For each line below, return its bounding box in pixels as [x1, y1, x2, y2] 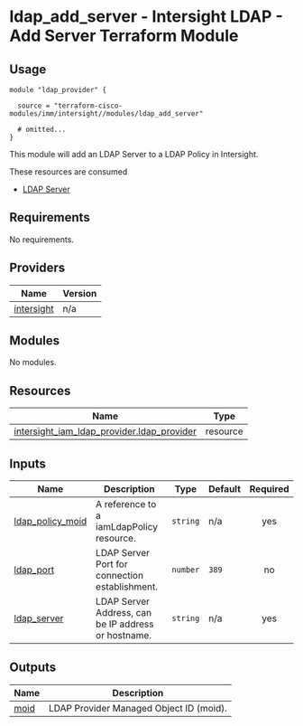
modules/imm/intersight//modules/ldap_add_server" [9, 109, 204, 118]
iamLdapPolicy [96, 521, 158, 533]
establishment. [96, 580, 158, 593]
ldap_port [14, 563, 55, 576]
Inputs [9, 456, 47, 471]
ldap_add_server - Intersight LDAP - [9, 6, 284, 27]
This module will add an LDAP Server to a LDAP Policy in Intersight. [9, 149, 259, 159]
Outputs [9, 660, 57, 675]
